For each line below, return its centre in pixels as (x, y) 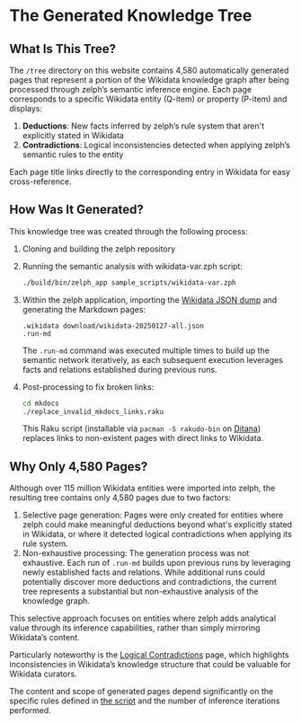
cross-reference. (40, 181)
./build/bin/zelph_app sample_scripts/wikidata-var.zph (129, 283)
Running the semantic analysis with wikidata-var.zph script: (132, 266)
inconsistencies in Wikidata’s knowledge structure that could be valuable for (150, 665)
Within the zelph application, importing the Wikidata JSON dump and (150, 300)
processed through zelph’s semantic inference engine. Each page (131, 89)
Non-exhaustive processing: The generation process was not (136, 553)
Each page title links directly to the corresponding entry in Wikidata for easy (150, 172)
